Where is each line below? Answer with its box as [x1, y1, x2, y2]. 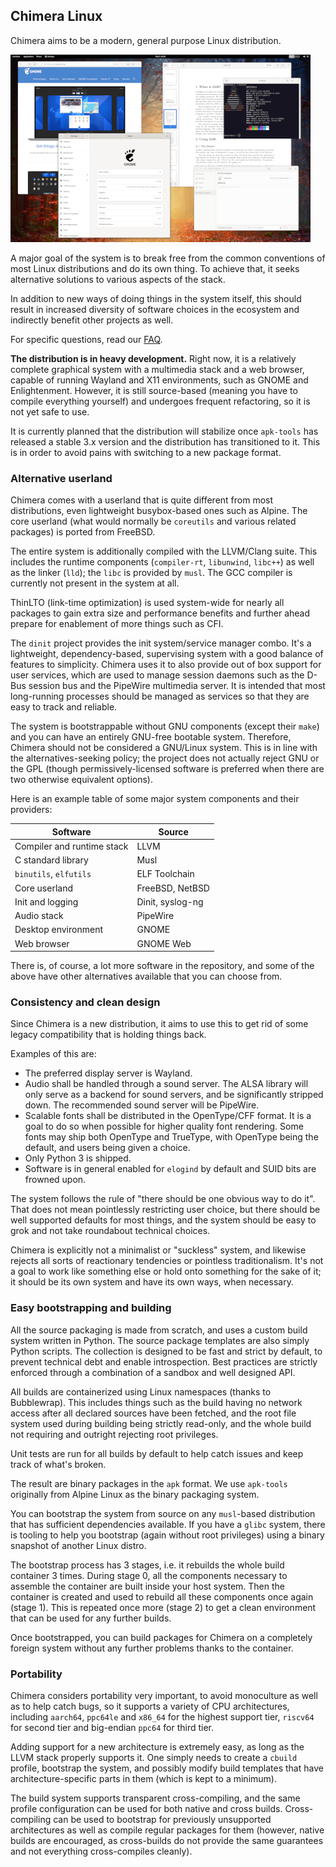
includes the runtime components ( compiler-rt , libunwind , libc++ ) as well [10, 556, 315, 568]
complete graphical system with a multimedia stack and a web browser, [10, 363, 305, 375]
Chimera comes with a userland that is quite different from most [10, 494, 274, 506]
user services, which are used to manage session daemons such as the [10, 669, 305, 681]
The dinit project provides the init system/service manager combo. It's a [10, 637, 312, 649]
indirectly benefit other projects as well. [10, 314, 174, 326]
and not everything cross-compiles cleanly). [10, 1845, 193, 1857]
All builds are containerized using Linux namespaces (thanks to [10, 1385, 272, 1398]
